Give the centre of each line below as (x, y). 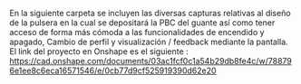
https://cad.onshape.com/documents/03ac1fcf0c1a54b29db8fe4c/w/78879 (151, 61)
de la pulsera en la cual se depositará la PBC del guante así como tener (142, 23)
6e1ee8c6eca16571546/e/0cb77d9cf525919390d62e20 (113, 70)
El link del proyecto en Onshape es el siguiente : (99, 51)
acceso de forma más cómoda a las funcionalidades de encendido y (137, 32)
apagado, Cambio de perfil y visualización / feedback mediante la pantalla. (149, 42)
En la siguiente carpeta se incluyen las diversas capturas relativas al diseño (150, 13)
